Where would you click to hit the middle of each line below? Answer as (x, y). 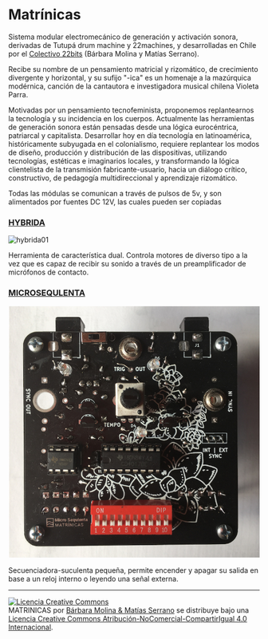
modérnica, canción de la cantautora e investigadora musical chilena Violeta (134, 86)
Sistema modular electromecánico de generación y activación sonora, (123, 37)
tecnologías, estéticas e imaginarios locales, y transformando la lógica (124, 160)
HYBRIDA (27, 223)
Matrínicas (45, 15)
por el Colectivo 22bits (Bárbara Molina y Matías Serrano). (104, 53)
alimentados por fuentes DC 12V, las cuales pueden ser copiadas (115, 202)
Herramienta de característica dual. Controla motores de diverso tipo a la (128, 255)
